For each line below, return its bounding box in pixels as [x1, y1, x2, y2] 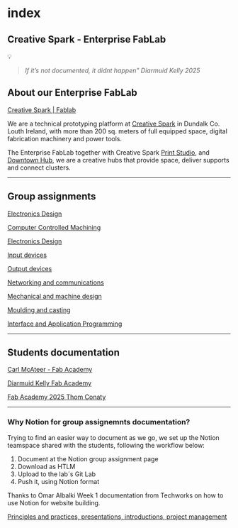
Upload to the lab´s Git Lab [17, 470, 96, 478]
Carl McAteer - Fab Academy [7, 365, 93, 374]
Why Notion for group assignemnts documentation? [7, 417, 191, 427]
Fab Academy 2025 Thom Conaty [7, 392, 106, 402]
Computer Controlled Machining [7, 223, 101, 231]
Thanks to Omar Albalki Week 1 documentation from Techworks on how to [7, 491, 224, 500]
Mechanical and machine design [7, 292, 103, 300]
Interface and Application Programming [7, 319, 123, 328]
